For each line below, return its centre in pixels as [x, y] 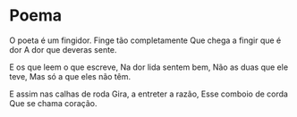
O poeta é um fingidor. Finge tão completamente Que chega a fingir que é [145, 40]
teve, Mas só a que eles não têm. [70, 76]
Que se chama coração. [53, 103]
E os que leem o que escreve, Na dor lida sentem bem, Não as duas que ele [149, 67]
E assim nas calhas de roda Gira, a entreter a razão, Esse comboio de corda [149, 94]
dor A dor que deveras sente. [64, 49]
